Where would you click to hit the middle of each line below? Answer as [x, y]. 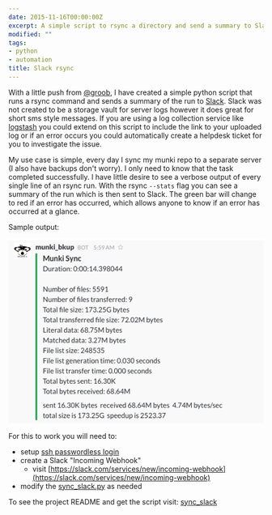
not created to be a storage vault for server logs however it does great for [131, 109]
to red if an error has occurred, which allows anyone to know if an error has [134, 202]
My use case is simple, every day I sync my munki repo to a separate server [135, 160]
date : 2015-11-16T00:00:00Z [56, 17]
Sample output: [34, 227]
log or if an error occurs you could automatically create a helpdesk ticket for [135, 135]
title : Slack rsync [41, 69]
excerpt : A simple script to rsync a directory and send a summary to [130, 26]
